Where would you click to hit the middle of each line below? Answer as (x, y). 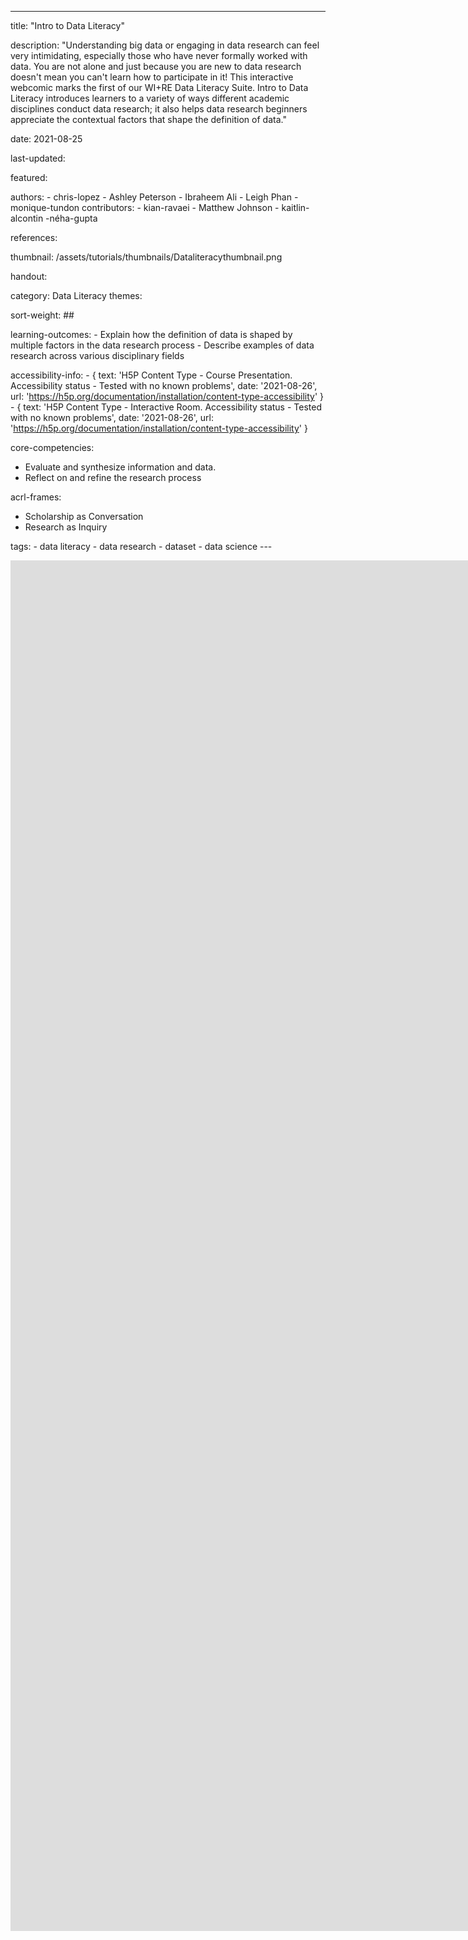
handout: (29, 276)
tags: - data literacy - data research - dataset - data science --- (141, 546)
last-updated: (38, 158)
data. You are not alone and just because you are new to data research (156, 66)
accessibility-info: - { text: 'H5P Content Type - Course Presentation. (151, 375)
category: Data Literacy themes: (76, 295)
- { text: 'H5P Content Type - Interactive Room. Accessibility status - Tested (166, 407)
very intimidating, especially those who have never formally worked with (159, 55)
